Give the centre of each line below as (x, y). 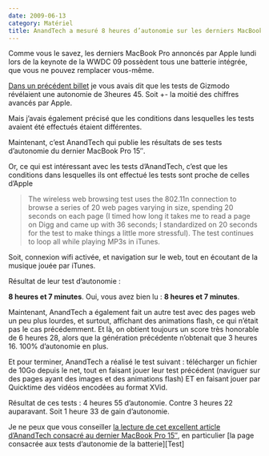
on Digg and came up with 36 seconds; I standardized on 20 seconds (143, 224)
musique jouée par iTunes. (52, 266)
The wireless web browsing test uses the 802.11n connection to (132, 199)
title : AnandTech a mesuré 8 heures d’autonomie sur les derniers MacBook (136, 30)
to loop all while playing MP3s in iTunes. (94, 242)
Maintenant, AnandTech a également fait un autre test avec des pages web (132, 313)
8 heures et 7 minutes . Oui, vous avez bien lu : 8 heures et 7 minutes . (124, 297)
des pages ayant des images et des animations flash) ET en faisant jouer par (134, 379)
